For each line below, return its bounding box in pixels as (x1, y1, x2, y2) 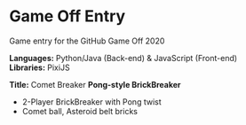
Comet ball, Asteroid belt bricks (21, 105, 138, 116)
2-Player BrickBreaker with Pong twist (21, 96, 162, 107)
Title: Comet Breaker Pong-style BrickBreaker (9, 79, 181, 90)
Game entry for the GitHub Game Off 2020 (9, 35, 165, 46)
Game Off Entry (9, 6, 126, 27)
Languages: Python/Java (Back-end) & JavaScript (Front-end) (9, 52, 238, 63)
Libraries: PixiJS (9, 62, 70, 73)
